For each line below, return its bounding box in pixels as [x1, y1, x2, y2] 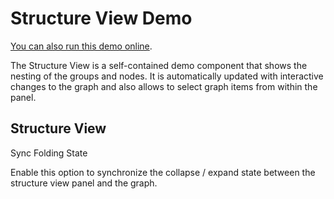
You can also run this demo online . [10, 40, 153, 52]
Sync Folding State [10, 147, 88, 159]
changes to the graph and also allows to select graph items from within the [10, 80, 318, 92]
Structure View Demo [10, 7, 193, 30]
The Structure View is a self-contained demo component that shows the [10, 59, 308, 71]
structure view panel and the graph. [10, 177, 158, 189]
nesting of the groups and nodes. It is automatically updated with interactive [10, 70, 324, 82]
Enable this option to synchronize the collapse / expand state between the [10, 166, 316, 178]
